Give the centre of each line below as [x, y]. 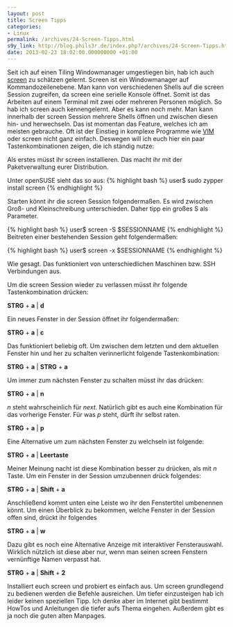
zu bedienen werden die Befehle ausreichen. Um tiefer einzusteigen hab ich [115, 593]
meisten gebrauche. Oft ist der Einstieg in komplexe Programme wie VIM [111, 131]
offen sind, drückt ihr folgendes [52, 517]
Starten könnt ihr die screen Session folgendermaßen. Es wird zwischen [110, 201]
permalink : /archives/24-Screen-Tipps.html [71, 40]
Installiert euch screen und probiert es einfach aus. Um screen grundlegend [115, 586]
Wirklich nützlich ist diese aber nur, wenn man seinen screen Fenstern [107, 552]
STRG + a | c [26, 332]
